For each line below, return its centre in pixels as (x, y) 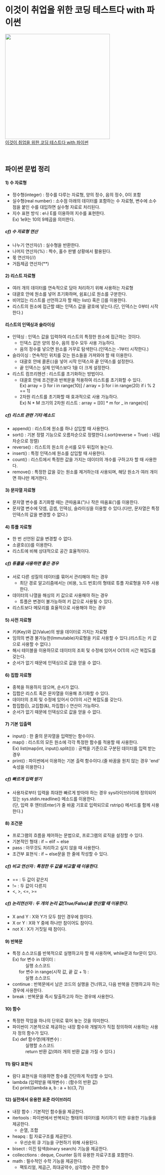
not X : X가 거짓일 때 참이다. (39, 929)
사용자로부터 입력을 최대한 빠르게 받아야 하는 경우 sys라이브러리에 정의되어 (84, 792)
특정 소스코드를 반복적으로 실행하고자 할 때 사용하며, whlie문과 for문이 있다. (85, 953)
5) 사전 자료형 (18, 620)
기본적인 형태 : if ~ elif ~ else (40, 841)
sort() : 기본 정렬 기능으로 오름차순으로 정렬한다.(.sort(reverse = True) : (82, 435)
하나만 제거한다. (33, 478)
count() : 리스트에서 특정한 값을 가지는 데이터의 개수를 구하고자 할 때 (78, 459)
